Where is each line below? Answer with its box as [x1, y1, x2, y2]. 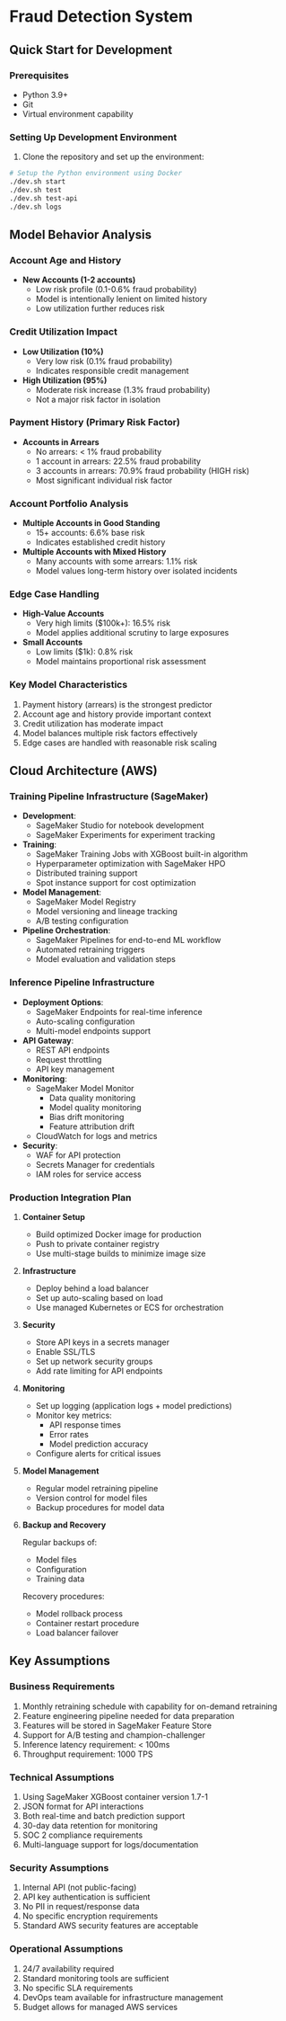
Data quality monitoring [48, 1092, 136, 1103]
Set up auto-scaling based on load [35, 1293, 164, 1303]
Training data [35, 1573, 85, 1584]
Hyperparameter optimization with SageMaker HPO [35, 859, 226, 869]
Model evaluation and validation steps [35, 954, 177, 965]
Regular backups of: [22, 1537, 98, 1547]
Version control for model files [35, 1492, 148, 1503]
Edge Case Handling [9, 588, 100, 601]
